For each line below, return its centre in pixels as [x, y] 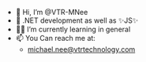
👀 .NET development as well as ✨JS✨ [77, 20]
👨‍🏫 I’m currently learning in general [73, 29]
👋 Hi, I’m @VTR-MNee [52, 12]
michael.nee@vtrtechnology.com [81, 49]
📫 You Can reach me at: [56, 38]
